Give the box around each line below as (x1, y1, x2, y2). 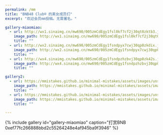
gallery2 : (5, 74, 25, 79)
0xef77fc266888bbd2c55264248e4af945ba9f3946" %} (5, 125, 119, 131)
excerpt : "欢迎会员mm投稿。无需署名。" (5, 16, 77, 21)
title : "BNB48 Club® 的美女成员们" (5, 12, 73, 17)
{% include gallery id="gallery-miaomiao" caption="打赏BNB (5, 119, 126, 125)
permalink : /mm (5, 7, 36, 12)
